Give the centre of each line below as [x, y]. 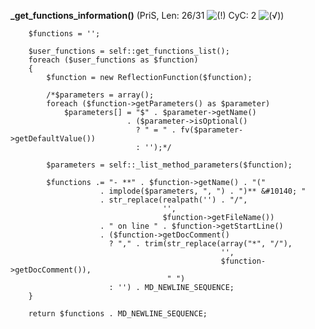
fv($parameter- [212, 130]
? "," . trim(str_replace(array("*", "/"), [200, 244]
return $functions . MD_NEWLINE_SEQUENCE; [118, 314]
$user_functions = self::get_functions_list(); [129, 51]
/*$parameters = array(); [100, 95]
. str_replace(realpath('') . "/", [173, 200]
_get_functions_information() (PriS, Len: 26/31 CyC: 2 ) [147, 15]
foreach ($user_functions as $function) [113, 60]
